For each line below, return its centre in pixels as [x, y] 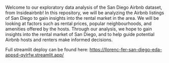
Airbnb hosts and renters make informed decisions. [59, 40]
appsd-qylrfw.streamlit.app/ [35, 55]
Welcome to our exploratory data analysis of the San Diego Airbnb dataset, [84, 7]
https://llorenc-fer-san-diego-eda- [126, 50]
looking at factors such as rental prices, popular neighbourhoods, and [78, 23]
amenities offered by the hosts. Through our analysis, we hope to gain [79, 29]
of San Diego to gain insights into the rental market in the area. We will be [82, 18]
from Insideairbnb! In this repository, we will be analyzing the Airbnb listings [85, 13]
